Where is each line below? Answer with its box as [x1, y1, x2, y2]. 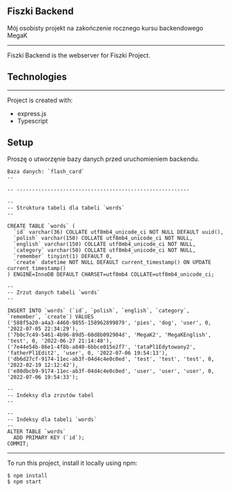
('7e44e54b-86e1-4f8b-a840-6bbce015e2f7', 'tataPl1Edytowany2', [7, 343, 196, 351]
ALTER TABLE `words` [7, 428, 67, 435]
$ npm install [7, 473, 48, 480]
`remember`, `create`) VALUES [7, 314, 95, 321]
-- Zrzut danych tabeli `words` [7, 290, 100, 296]
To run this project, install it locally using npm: [7, 459, 138, 467]
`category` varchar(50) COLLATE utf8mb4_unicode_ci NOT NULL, [13, 247, 196, 254]
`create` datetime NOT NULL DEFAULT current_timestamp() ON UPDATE [13, 259, 212, 266]
